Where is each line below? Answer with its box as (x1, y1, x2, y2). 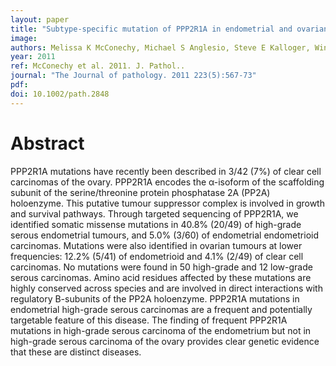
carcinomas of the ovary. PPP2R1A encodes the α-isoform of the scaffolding (10, 176, 325, 188)
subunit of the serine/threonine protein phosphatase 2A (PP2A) (10, 186, 271, 198)
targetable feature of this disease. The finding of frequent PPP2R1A (10, 314, 288, 326)
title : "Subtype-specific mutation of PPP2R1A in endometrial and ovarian (10, 24, 329, 34)
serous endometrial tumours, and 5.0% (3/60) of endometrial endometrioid (10, 229, 320, 241)
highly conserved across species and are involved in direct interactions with (10, 282, 323, 294)
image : (10, 33, 38, 43)
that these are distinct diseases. (10, 346, 142, 358)
